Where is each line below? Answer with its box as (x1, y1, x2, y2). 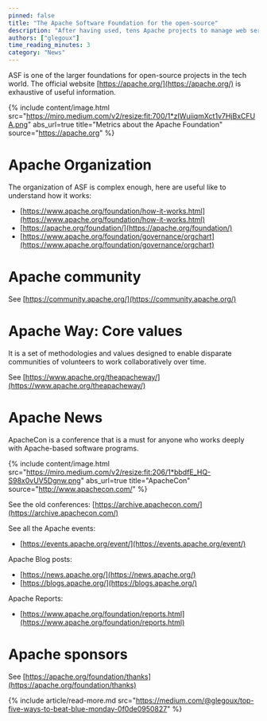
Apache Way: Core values (8, 322, 183, 341)
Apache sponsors (8, 645, 129, 663)
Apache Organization (8, 156, 153, 174)
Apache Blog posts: (8, 554, 73, 563)
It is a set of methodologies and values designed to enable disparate (8, 348, 232, 358)
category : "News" (8, 49, 66, 57)
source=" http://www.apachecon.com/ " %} (8, 484, 149, 493)
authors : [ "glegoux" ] (8, 33, 80, 42)
